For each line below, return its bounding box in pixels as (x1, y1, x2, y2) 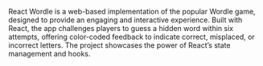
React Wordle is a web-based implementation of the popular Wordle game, (8, 7, 256, 16)
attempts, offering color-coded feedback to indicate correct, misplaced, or (8, 32, 255, 41)
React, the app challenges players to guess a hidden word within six (8, 24, 234, 33)
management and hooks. (8, 49, 91, 58)
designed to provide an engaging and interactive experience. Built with (8, 15, 243, 25)
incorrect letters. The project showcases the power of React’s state (8, 41, 231, 50)
